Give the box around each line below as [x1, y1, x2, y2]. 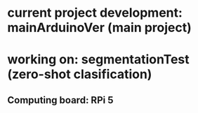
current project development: [7, 5, 183, 21]
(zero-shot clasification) [7, 66, 152, 82]
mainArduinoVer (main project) [7, 20, 192, 36]
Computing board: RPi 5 [7, 94, 114, 106]
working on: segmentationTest [7, 52, 190, 68]
